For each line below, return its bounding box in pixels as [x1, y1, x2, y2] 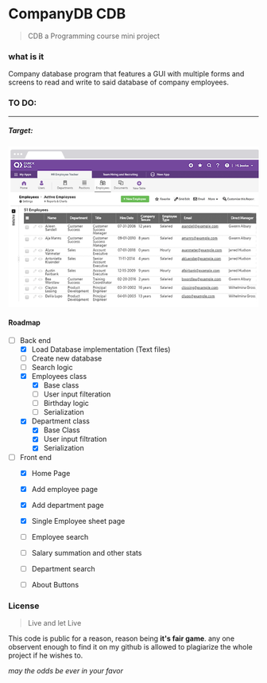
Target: [8, 126, 33, 135]
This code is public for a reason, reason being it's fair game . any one [8, 634, 235, 643]
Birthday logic [43, 399, 90, 408]
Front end [19, 452, 52, 462]
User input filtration [43, 435, 107, 444]
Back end [19, 335, 52, 345]
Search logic [31, 362, 73, 372]
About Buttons [31, 580, 79, 590]
